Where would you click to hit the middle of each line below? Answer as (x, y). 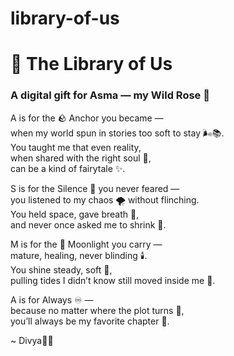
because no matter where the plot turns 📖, (97, 310)
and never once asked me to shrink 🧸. (88, 224)
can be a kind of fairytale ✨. (68, 168)
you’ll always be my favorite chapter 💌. (90, 321)
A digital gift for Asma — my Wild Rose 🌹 (110, 95)
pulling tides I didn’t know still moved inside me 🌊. (113, 280)
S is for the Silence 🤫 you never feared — (95, 188)
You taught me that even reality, (76, 147)
